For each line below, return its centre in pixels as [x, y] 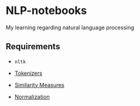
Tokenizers [28, 73]
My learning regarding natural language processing [70, 27]
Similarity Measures [39, 85]
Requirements [33, 47]
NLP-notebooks [47, 11]
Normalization [32, 97]
